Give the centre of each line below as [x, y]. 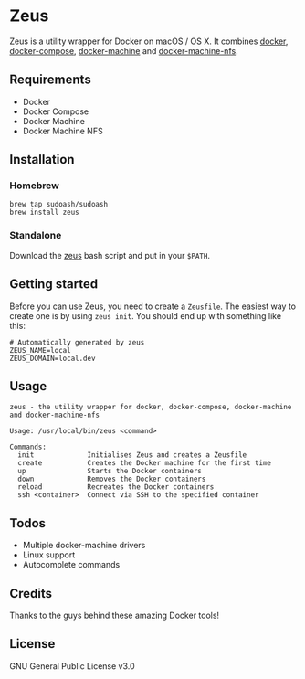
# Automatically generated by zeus [77, 342]
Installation [42, 159]
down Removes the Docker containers [112, 479]
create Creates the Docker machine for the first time [145, 463]
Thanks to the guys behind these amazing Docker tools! [115, 615]
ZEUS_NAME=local [40, 350]
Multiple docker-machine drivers [84, 546]
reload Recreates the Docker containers [116, 487]
